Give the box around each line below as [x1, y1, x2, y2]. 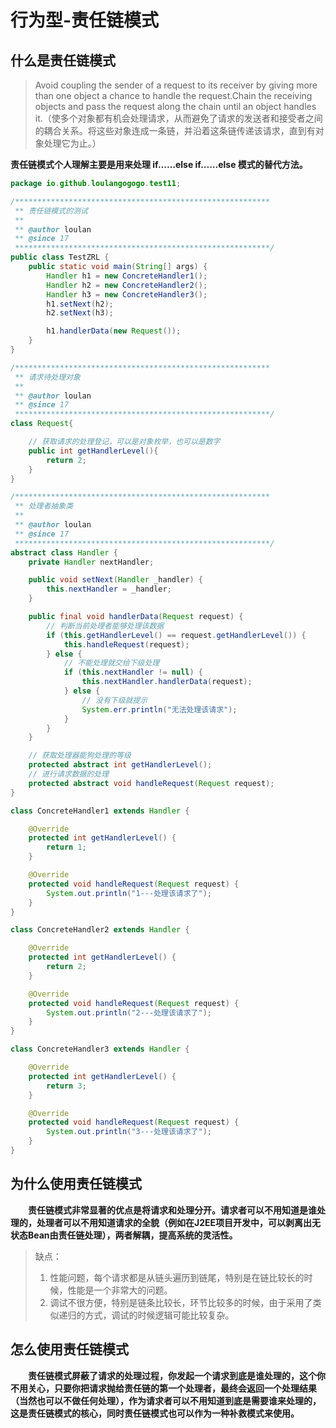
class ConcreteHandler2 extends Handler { [10, 925, 190, 935]
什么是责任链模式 [10, 52, 116, 69]
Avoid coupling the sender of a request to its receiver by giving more [34, 79, 318, 91]
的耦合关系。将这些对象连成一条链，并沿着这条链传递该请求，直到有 [34, 125, 316, 136]
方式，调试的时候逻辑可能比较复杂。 [84, 1309, 235, 1321]
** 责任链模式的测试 [14, 206, 88, 216]
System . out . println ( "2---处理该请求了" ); [46, 1007, 212, 1018]
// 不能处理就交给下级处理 [63, 658, 160, 668]
